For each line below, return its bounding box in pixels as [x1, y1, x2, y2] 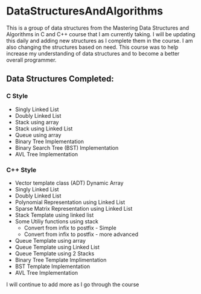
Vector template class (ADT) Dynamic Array [14, 179, 124, 187]
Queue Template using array [14, 237, 86, 244]
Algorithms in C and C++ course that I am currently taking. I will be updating [6, 30, 196, 37]
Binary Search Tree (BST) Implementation [14, 144, 119, 152]
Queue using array [14, 131, 62, 138]
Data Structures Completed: [6, 74, 115, 84]
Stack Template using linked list [14, 211, 94, 219]
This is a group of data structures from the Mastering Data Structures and [6, 24, 190, 31]
